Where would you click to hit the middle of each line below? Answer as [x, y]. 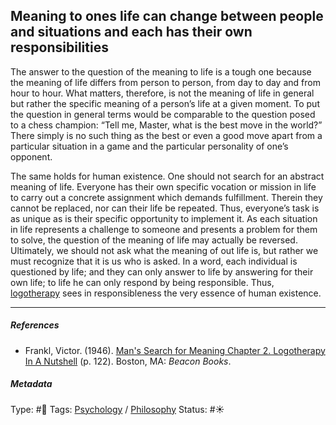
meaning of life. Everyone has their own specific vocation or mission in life [163, 186]
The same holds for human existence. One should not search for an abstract [167, 176]
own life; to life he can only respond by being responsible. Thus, [142, 282]
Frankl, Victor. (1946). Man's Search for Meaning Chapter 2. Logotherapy [175, 350]
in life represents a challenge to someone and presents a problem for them [164, 229]
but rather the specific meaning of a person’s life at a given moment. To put [165, 103]
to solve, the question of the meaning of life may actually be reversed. [154, 240]
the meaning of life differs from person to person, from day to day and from [165, 82]
